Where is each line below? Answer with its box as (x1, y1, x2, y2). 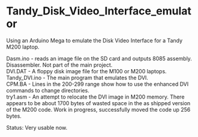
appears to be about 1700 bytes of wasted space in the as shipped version (6, 99, 191, 106)
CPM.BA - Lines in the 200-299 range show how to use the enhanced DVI (6, 80, 189, 88)
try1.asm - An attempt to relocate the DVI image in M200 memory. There (6, 93, 185, 100)
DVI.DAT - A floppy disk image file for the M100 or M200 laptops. (6, 67, 167, 75)
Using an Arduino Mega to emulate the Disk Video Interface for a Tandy (6, 37, 183, 44)
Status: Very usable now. (6, 124, 68, 131)
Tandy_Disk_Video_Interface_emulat (6, 4, 192, 18)
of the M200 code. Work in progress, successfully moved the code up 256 (6, 106, 191, 113)
